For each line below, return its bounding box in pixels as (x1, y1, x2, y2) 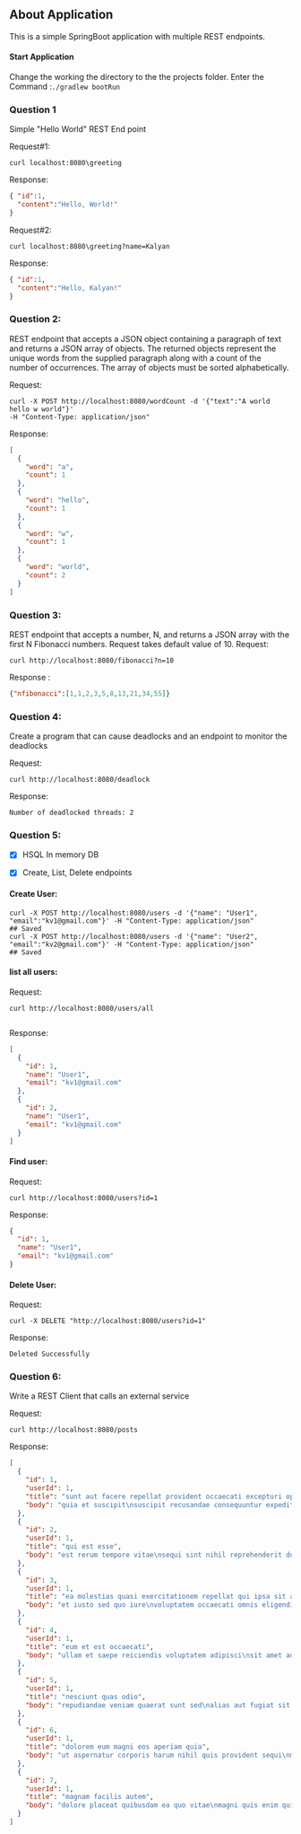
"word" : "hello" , (25, 496, 90, 505)
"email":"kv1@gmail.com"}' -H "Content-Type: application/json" (9, 916, 254, 926)
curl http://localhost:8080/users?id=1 (9, 1193, 159, 1202)
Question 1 (9, 103, 56, 116)
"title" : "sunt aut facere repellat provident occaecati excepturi (25, 1492, 282, 1501)
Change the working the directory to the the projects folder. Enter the (9, 72, 264, 83)
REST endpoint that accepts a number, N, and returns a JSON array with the (9, 628, 289, 640)
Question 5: (9, 829, 61, 841)
